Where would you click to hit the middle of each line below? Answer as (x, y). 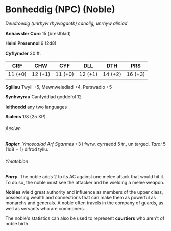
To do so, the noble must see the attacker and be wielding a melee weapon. (85, 183)
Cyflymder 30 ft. (23, 53)
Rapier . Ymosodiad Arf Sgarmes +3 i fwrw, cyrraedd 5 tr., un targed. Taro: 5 (86, 144)
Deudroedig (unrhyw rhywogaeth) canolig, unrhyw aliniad (66, 23)
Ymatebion (17, 161)
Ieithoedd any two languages (36, 107)
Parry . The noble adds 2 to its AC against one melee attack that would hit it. (85, 177)
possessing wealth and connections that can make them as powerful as (81, 198)
